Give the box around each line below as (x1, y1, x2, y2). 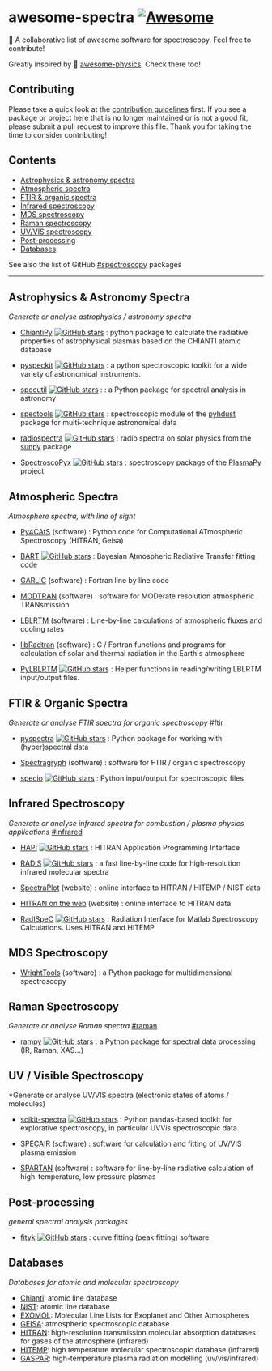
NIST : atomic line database (19, 1301, 111, 1311)
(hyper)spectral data (19, 742, 89, 751)
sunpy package (19, 442, 72, 452)
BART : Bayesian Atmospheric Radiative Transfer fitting (19, 551, 256, 561)
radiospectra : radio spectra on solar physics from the (19, 433, 252, 443)
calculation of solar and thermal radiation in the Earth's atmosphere (19, 649, 245, 658)
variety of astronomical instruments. (19, 369, 142, 379)
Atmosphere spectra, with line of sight (8, 511, 136, 522)
